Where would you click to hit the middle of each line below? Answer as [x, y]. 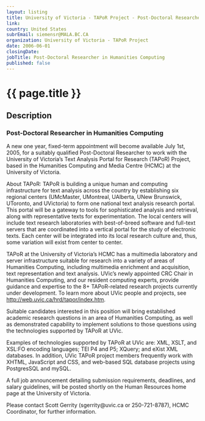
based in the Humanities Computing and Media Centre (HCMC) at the [94, 166]
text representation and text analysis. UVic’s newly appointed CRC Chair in [100, 274]
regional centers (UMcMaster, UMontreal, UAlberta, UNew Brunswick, [94, 197]
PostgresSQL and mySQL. [39, 369]
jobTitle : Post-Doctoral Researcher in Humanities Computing [86, 57]
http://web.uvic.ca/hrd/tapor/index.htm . [56, 300]
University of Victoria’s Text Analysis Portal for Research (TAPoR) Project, [99, 159]
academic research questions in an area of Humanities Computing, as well [100, 318]
